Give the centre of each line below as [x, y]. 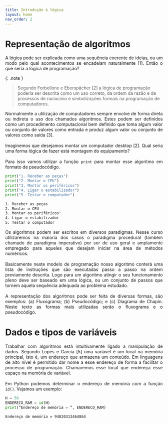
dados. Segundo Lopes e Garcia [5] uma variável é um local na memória [84, 351]
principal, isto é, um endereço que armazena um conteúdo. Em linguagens [84, 357]
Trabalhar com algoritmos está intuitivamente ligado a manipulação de [84, 346]
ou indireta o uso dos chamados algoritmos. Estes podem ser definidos [84, 119]
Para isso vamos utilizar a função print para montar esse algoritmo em [84, 162]
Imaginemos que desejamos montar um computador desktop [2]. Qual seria [84, 146]
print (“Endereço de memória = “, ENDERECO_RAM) [56, 407]
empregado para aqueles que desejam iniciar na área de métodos [84, 248]
